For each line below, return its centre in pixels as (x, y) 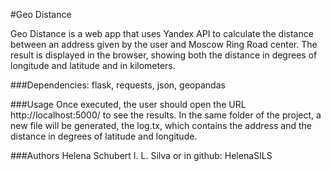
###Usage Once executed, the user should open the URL (128, 104)
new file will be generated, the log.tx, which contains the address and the (161, 125)
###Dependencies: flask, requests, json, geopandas (118, 85)
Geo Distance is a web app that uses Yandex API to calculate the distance (162, 33)
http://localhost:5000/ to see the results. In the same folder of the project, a (166, 115)
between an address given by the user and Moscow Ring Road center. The (164, 44)
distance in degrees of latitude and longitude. (104, 136)
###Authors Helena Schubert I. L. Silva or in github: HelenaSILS (141, 155)
